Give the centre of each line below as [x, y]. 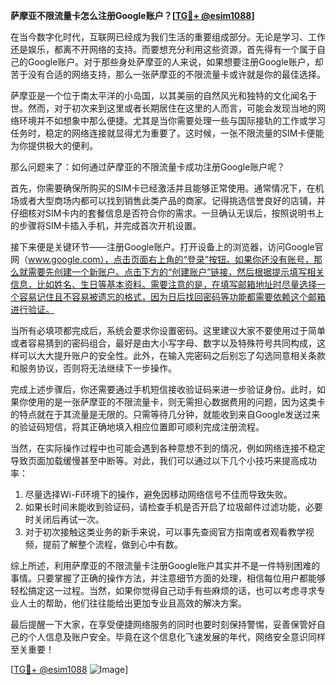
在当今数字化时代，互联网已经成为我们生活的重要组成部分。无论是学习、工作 [168, 37]
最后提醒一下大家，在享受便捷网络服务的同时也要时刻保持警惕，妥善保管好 [163, 624]
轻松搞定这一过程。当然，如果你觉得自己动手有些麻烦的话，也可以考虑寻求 [163, 590]
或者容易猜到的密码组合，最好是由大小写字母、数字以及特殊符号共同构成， [163, 343]
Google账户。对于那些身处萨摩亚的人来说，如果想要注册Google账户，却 [175, 62]
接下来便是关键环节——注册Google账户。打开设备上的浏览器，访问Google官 [167, 247]
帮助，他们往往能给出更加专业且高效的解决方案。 [145, 603]
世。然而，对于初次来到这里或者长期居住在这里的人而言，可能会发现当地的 [163, 108]
